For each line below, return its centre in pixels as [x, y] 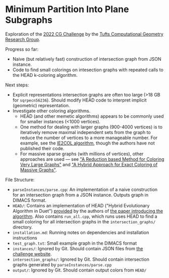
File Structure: [20, 179]
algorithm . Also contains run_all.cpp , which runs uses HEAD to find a [85, 216]
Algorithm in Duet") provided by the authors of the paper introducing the [88, 211]
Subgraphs [29, 20]
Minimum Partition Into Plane [67, 9]
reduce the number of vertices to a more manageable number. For [89, 137]
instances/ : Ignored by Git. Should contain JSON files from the [78, 248]
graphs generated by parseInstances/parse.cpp [62, 264]
